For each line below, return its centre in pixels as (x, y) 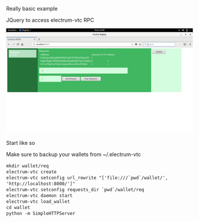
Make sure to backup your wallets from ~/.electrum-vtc (73, 154)
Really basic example (32, 9)
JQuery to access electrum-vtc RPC (50, 20)
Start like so (21, 143)
